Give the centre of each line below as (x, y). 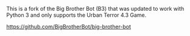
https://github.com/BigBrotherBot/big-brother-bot (69, 27)
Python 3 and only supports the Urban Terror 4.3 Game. (76, 15)
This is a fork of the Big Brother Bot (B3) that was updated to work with (95, 9)
